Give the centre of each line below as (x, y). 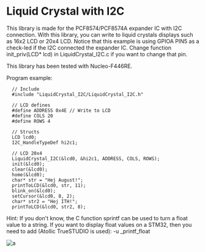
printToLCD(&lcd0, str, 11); (49, 185)
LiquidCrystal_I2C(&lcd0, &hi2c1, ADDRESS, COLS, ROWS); (86, 158)
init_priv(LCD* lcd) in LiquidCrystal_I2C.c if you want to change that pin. (97, 54)
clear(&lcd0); (30, 169)
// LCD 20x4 (27, 153)
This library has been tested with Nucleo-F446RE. (69, 66)
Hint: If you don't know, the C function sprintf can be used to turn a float (97, 218)
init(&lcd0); (28, 164)
